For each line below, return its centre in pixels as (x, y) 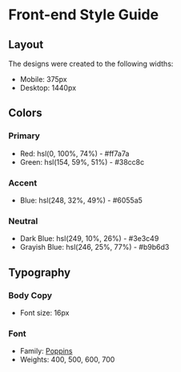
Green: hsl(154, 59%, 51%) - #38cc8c (82, 161)
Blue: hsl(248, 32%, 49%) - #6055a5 (81, 200)
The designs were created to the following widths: (91, 63)
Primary (24, 136)
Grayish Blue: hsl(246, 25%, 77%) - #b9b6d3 (95, 247)
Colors (25, 113)
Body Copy (30, 295)
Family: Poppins (46, 351)
